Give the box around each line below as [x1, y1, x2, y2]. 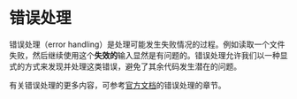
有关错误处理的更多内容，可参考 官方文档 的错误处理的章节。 [9, 80, 226, 90]
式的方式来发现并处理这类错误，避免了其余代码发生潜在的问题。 [9, 61, 241, 72]
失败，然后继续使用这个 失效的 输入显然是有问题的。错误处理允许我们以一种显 [9, 49, 288, 60]
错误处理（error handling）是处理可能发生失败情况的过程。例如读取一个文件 [9, 39, 286, 49]
